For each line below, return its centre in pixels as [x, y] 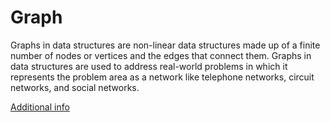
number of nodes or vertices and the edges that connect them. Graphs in [161, 55]
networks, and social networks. [75, 87]
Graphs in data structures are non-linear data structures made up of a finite [165, 45]
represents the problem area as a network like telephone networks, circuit [162, 77]
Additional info [40, 107]
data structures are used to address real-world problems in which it [149, 66]
